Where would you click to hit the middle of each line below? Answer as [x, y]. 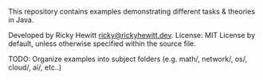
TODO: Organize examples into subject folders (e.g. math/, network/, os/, [128, 59]
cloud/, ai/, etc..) [35, 67]
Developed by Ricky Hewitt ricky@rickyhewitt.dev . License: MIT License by [132, 35]
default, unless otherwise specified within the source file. [102, 44]
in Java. [21, 20]
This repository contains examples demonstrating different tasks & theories [132, 11]
